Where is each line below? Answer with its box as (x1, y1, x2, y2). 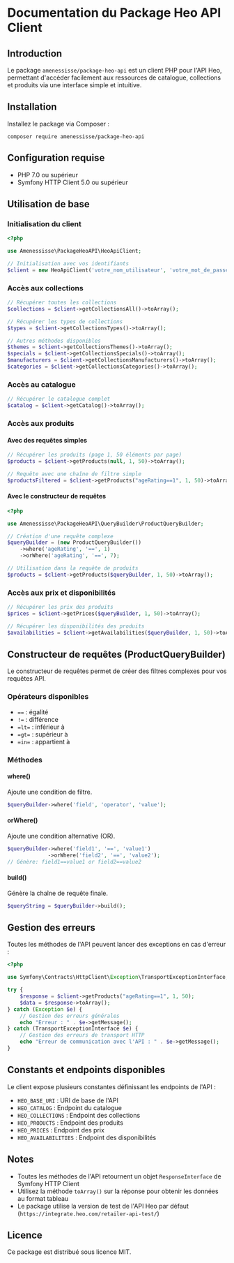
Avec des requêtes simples (7, 436, 88, 444)
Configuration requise (7, 152, 105, 164)
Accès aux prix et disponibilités (7, 588, 116, 598)
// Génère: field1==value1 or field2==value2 (7, 858, 141, 865)
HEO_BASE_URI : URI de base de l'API (17, 1096, 118, 1105)
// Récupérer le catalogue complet (7, 396, 111, 403)
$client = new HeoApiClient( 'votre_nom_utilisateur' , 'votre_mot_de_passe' (7, 267, 232, 274)
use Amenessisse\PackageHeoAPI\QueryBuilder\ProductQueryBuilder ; (7, 520, 204, 527)
